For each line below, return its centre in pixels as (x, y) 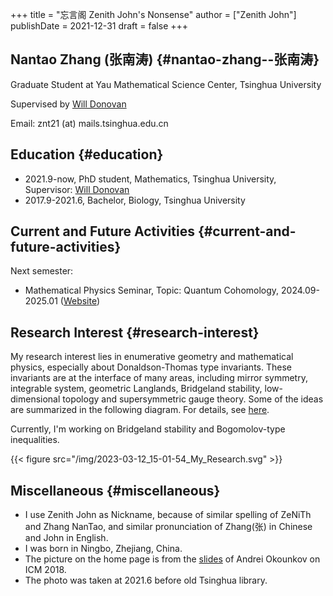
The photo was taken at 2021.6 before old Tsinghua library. (146, 580)
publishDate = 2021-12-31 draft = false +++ (99, 26)
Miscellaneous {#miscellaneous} (115, 490)
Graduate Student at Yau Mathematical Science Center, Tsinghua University (166, 84)
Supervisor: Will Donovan (77, 189)
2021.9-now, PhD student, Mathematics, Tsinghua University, (150, 179)
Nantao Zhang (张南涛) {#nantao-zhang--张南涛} (165, 59)
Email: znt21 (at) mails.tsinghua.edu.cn (89, 123)
